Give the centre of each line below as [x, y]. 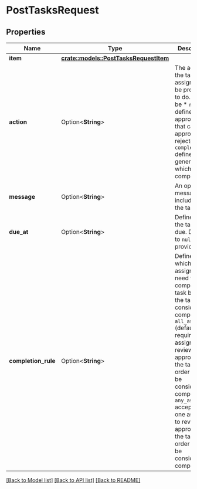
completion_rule [32, 361]
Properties [26, 32]
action [18, 122]
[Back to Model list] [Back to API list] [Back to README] [73, 480]
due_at [19, 232]
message [22, 197]
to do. [183, 97]
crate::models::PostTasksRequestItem [115, 58]
